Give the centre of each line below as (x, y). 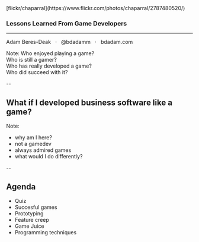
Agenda (21, 187)
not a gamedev (33, 144)
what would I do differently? (49, 157)
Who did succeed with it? (37, 72)
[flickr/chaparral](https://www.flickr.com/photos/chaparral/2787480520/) (96, 8)
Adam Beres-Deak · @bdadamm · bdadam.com (70, 42)
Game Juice (29, 226)
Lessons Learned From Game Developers (67, 23)
